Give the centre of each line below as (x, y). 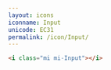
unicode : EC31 (31, 30)
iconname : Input (34, 23)
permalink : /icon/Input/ (48, 37)
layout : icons (31, 15)
